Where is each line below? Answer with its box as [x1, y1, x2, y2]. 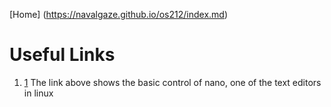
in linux [23, 87, 54, 99]
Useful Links [9, 44, 116, 66]
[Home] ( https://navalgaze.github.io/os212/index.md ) [9, 9, 229, 20]
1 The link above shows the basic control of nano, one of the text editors [23, 76, 322, 88]
